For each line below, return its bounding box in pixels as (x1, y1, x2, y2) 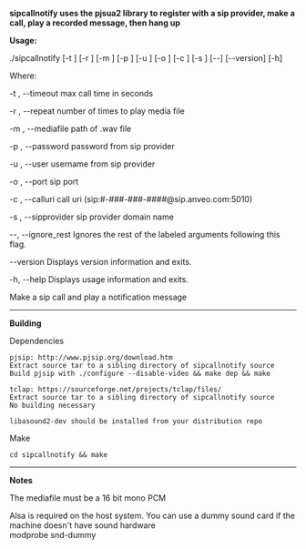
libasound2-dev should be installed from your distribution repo (9, 417, 262, 426)
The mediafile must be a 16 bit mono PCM (9, 493, 167, 503)
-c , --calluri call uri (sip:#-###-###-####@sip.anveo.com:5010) (9, 194, 253, 204)
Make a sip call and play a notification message (9, 291, 188, 302)
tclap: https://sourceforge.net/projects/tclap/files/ (9, 385, 222, 394)
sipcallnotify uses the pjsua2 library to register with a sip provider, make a (9, 8, 296, 18)
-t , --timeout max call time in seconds (9, 88, 153, 98)
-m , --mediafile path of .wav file (9, 123, 132, 134)
